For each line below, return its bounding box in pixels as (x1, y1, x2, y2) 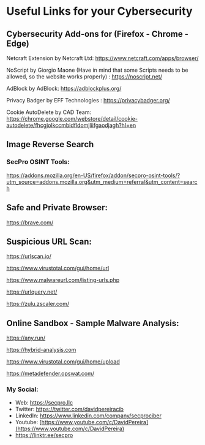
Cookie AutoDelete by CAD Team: (6, 108, 92, 116)
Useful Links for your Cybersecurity (6, 4, 193, 18)
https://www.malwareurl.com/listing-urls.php (6, 276, 120, 284)
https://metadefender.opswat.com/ (6, 370, 95, 378)
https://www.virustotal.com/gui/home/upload (6, 358, 121, 365)
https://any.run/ (6, 334, 46, 341)
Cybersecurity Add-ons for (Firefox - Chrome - (6, 29, 188, 39)
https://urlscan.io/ (6, 253, 52, 260)
